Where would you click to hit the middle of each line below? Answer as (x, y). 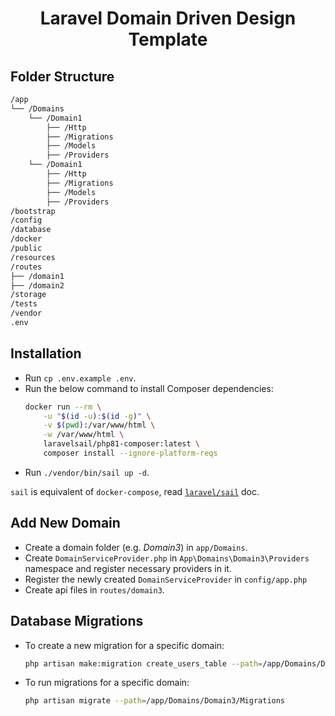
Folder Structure (62, 76)
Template (168, 39)
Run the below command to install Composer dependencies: (149, 388)
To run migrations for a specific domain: (107, 683)
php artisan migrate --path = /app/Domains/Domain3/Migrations (155, 701)
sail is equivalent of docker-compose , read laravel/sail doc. (135, 491)
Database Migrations (77, 621)
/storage (28, 295)
